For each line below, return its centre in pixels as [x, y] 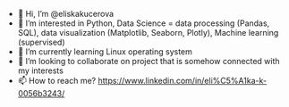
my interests [41, 70]
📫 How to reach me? [57, 81]
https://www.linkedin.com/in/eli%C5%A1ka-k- [182, 81]
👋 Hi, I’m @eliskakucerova [66, 14]
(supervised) [41, 42]
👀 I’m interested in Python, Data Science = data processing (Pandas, [144, 23]
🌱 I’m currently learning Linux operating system [105, 52]
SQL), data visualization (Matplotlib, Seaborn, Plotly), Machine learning [148, 33]
